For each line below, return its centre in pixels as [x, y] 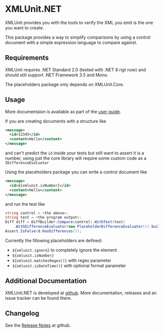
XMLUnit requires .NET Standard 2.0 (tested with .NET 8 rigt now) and [76, 70]
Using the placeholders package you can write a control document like [76, 172]
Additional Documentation [46, 281]
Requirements [27, 58]
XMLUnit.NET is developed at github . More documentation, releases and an [81, 293]
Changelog [22, 314]
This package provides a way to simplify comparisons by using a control [78, 37]
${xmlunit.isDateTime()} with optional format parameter [69, 265]
